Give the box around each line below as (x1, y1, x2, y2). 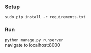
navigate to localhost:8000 (5, 42, 60, 48)
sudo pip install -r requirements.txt (5, 15, 86, 20)
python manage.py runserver (5, 37, 64, 43)
